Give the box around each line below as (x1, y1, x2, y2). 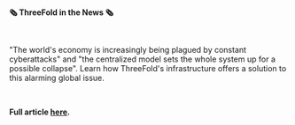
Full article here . (9, 107, 71, 117)
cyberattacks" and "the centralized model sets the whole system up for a (9, 54, 276, 64)
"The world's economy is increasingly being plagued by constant (9, 45, 246, 55)
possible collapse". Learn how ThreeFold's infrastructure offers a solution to (9, 63, 287, 73)
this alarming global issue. (9, 73, 105, 83)
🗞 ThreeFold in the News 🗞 (9, 7, 113, 18)
